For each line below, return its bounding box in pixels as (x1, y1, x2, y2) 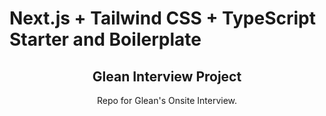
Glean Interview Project (92, 68, 242, 85)
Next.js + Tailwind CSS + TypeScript (9, 7, 317, 30)
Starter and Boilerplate (9, 28, 202, 51)
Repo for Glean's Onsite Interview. (96, 95, 238, 106)
